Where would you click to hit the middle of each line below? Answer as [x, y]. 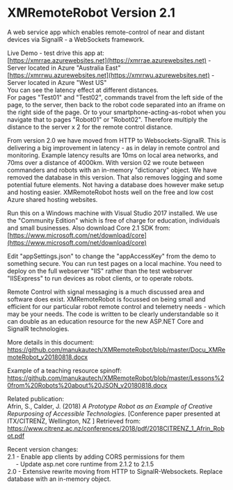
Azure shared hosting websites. [53, 199]
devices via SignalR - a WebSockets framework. [76, 39]
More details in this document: [51, 342]
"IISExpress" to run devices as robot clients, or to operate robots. [101, 278]
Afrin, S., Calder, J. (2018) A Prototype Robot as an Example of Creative [110, 406]
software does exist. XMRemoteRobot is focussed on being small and [107, 299]
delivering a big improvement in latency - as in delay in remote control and [114, 148]
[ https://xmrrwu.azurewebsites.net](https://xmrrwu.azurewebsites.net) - [111, 75]
